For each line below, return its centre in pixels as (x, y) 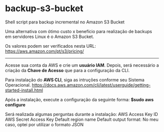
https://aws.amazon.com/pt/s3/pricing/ (45, 51)
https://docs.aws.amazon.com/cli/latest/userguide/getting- (91, 85)
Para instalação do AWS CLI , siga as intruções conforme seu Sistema (75, 80)
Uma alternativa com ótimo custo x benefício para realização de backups (79, 31)
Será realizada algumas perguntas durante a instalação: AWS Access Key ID (82, 114)
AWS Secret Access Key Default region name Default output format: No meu (82, 119)
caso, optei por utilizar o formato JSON (44, 124)
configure (15, 105)
